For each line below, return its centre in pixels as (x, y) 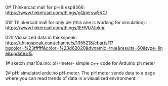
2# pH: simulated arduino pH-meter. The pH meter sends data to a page (80, 73)
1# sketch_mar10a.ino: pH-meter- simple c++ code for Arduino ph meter (80, 63)
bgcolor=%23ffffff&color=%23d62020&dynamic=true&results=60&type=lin (84, 48)
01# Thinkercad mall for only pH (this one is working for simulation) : (76, 22)
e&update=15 (19, 53)
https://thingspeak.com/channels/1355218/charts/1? (59, 43)
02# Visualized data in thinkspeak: (41, 37)
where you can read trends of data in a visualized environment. (71, 78)
